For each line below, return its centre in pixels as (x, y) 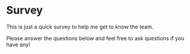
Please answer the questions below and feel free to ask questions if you (95, 38)
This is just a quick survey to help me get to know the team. (80, 27)
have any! (18, 45)
